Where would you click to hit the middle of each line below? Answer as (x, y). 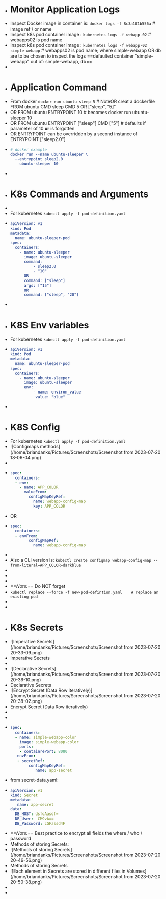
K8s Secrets (37, 628)
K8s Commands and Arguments (79, 194)
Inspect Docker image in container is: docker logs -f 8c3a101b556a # (82, 23)
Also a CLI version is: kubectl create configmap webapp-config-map (81, 560)
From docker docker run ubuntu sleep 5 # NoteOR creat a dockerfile (82, 101)
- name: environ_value (57, 392)
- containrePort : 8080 (44, 751)
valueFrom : (35, 492)
